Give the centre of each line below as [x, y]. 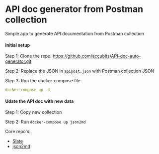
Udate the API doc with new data [40, 101]
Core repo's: [18, 132]
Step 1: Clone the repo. [29, 56]
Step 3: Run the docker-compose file [43, 81]
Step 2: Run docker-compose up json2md [45, 122]
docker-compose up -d [28, 90]
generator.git [18, 61]
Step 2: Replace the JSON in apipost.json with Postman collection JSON [80, 71]
